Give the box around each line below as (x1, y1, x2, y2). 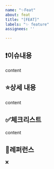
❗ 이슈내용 (5, 51, 32, 60)
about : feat (5, 12, 30, 17)
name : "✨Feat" (5, 7, 36, 13)
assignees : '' (5, 27, 35, 32)
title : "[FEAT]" (5, 17, 39, 22)
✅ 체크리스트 (5, 115, 42, 124)
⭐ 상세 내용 (5, 83, 36, 92)
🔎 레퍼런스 (5, 145, 34, 154)
